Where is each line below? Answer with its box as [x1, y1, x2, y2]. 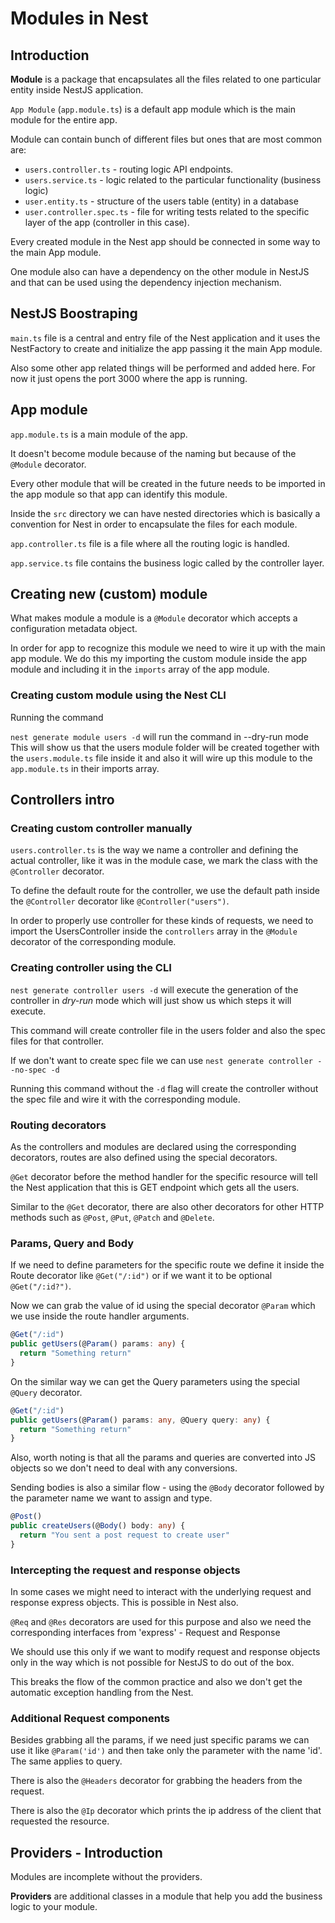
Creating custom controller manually [10, 822, 193, 836]
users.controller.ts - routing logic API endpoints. [24, 163, 234, 175]
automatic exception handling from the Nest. [10, 1687, 194, 1699]
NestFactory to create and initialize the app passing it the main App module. [10, 342, 323, 354]
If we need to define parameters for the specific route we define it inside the [10, 1259, 325, 1271]
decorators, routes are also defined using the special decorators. [10, 1152, 278, 1164]
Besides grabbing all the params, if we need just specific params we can [10, 1734, 310, 1746]
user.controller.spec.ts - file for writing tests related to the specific [24, 206, 310, 217]
